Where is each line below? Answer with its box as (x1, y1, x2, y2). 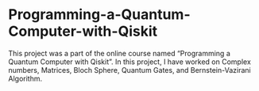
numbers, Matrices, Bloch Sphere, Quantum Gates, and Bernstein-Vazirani (8, 65, 252, 74)
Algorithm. (8, 74, 42, 83)
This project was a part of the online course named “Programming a (8, 48, 230, 58)
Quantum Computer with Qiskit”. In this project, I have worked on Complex (8, 57, 252, 66)
